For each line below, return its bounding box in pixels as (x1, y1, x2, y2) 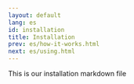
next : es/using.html (8, 47, 76, 55)
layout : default (8, 11, 61, 19)
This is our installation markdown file (8, 69, 127, 78)
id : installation (8, 26, 65, 33)
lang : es (8, 19, 37, 26)
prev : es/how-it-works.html (8, 40, 100, 48)
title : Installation (8, 33, 76, 41)
